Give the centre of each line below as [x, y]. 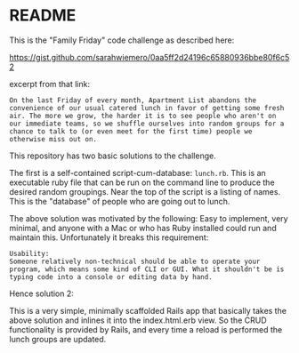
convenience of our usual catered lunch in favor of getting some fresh [147, 108]
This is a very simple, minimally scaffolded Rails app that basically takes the [148, 310]
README [43, 16]
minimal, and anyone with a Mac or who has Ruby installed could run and [143, 228]
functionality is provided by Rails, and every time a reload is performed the [146, 329]
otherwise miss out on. [53, 139]
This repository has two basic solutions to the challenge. [113, 156]
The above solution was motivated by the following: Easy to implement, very [149, 218]
